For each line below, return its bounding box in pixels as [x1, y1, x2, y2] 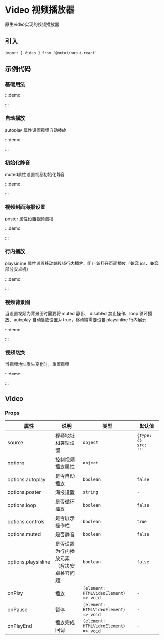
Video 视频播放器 [5, 4, 75, 16]
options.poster [7, 488, 41, 495]
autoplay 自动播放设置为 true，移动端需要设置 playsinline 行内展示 [13, 316, 146, 323]
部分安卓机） [5, 266, 31, 272]
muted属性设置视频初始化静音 [5, 172, 65, 177]
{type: [136, 432, 152, 438]
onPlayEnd [7, 622, 32, 629]
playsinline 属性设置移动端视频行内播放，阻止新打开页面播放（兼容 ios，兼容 [5, 260, 159, 266]
